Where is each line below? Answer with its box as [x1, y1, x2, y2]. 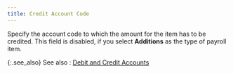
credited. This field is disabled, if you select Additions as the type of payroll [7, 36, 227, 46]
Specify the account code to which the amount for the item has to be [7, 29, 206, 38]
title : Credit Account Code [7, 10, 90, 18]
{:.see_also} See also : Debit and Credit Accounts [7, 58, 149, 67]
